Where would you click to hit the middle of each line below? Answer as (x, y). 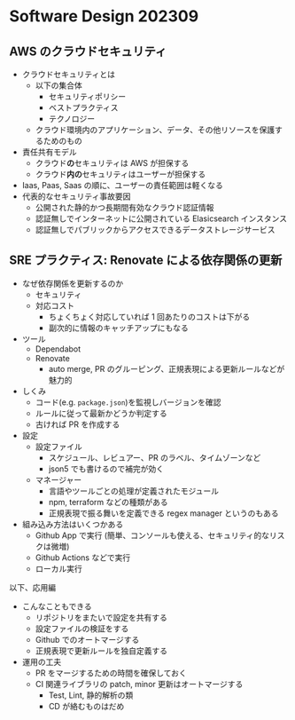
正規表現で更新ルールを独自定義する (101, 651)
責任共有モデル (49, 152)
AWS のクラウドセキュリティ (88, 51)
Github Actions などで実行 (83, 558)
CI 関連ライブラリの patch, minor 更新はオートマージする (139, 684)
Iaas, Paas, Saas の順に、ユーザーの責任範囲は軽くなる (122, 185)
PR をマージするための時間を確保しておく (111, 673)
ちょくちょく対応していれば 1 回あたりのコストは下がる (149, 316)
